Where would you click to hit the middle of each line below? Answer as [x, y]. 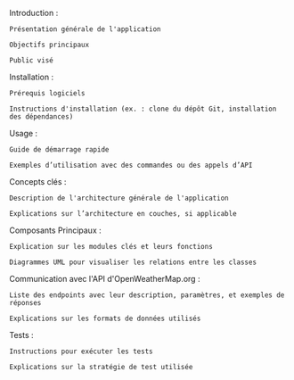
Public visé [31, 61]
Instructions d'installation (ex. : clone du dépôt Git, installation [143, 109]
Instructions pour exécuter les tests [81, 351]
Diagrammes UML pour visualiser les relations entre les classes [133, 262]
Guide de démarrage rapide [59, 150]
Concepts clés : [38, 182]
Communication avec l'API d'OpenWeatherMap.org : [105, 279]
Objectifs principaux [49, 45]
